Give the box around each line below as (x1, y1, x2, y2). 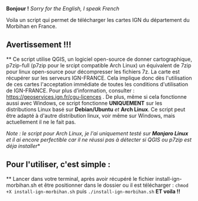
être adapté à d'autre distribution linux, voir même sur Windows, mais (6, 112, 176, 119)
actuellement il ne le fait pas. (6, 118, 76, 125)
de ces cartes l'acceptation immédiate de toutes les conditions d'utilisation (6, 80, 189, 87)
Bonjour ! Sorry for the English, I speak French (6, 5, 119, 12)
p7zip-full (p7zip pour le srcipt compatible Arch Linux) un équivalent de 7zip (6, 61, 191, 69)
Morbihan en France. (6, 23, 57, 30)
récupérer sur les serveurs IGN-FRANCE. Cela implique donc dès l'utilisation (6, 74, 192, 82)
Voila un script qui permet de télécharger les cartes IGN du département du (6, 17, 190, 23)
